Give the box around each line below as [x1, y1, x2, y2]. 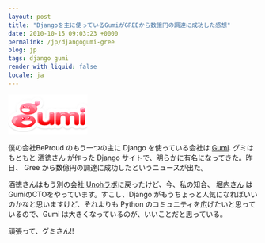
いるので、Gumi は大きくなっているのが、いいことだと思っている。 [8, 209, 228, 218]
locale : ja [8, 71, 44, 79]
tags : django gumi [8, 55, 69, 63]
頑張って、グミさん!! [8, 226, 74, 235]
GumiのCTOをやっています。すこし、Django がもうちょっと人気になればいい [8, 189, 258, 199]
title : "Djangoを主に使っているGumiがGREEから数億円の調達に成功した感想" [8, 21, 231, 29]
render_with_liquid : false [8, 63, 97, 71]
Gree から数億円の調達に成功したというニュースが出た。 [23, 162, 208, 172]
